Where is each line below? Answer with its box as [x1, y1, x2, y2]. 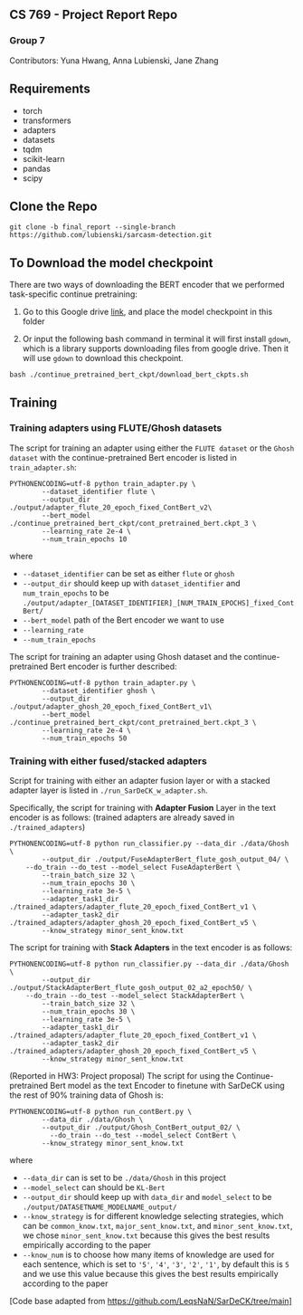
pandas [22, 163, 52, 174]
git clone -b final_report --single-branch [9, 223, 176, 232]
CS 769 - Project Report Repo [9, 7, 178, 23]
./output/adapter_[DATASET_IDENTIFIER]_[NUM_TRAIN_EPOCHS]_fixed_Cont [22, 598, 295, 607]
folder [22, 316, 45, 327]
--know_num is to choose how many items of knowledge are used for [22, 1249, 275, 1261]
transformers [22, 115, 71, 126]
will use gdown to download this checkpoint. [22, 353, 184, 364]
